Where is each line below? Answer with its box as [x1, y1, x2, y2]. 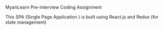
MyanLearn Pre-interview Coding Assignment [5, 4, 102, 10]
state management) [5, 19, 47, 25]
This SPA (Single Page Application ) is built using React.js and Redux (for [5, 14, 159, 19]
